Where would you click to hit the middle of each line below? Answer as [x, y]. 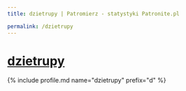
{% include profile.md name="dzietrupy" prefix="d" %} [87, 80]
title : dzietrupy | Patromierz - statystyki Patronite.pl [93, 14]
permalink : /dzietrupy [40, 26]
